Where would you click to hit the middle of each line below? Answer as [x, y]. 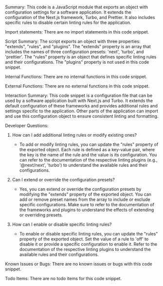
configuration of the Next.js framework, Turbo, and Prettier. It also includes [80, 17]
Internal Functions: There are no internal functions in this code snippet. [76, 77]
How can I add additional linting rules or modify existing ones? [74, 135]
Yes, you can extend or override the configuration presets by [80, 189]
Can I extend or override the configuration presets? [63, 180]
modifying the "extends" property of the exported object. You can [85, 194]
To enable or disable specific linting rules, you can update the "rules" [89, 234]
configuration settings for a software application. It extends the [68, 12]
